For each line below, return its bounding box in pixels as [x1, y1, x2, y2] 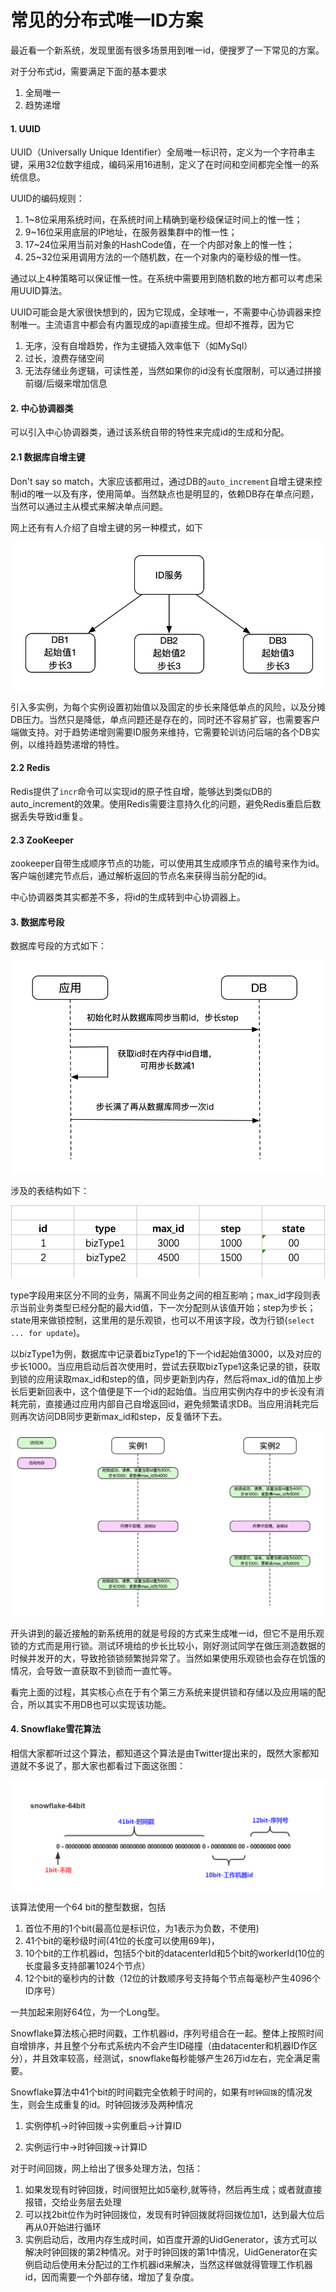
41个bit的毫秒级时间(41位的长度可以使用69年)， [24, 1934, 220, 1946]
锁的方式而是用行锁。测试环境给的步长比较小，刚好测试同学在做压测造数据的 [10, 1639, 326, 1651]
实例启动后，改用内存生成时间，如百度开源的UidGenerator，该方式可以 [24, 2233, 318, 2245]
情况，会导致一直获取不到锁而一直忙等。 [10, 1664, 177, 1676]
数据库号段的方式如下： [10, 940, 107, 952]
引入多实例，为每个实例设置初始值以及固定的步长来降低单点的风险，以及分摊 [10, 701, 326, 713]
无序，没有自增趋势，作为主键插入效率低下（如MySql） [24, 340, 253, 352]
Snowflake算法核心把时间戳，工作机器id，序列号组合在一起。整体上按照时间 [10, 2027, 324, 2039]
